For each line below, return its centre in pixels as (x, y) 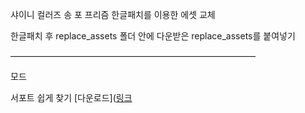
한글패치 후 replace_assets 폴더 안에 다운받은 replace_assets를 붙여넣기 (153, 36)
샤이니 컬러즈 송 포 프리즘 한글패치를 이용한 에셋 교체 (113, 14)
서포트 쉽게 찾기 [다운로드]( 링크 (71, 97)
